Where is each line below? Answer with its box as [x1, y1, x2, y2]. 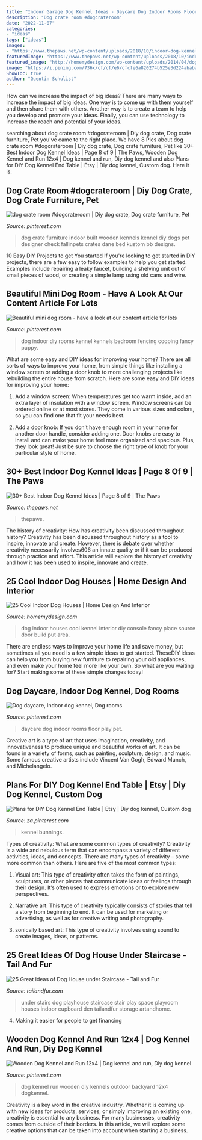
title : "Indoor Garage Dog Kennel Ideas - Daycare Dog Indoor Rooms [6, 8, 182, 15]
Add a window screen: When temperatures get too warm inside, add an [14, 392, 192, 400]
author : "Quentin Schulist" [6, 76, 77, 82]
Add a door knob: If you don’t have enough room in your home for [14, 424, 179, 431]
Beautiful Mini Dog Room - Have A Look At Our [6, 289, 183, 299]
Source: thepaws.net [6, 504, 58, 511]
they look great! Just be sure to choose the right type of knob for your [14, 443, 189, 450]
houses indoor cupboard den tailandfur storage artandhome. [20, 1005, 171, 1012]
